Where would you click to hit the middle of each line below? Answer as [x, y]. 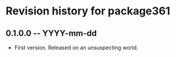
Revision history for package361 [88, 11]
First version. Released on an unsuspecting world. [76, 47]
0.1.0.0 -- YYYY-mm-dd [51, 33]
